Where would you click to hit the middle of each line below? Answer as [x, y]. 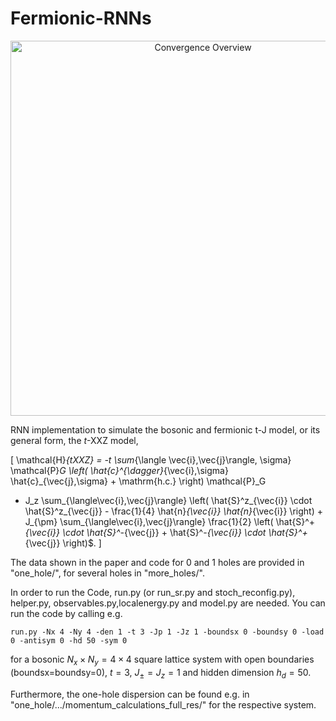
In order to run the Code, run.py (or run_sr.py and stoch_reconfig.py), [153, 592]
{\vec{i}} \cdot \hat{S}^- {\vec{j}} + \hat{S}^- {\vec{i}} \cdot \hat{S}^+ [166, 532]
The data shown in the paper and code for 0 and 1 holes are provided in [157, 562]
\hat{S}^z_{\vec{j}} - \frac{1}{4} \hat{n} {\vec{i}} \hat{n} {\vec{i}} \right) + [173, 511]
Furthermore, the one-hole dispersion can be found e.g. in [130, 694]
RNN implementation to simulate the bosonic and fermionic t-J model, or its [165, 429]
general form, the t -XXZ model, [74, 440]
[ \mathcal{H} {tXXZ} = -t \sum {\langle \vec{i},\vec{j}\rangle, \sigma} [151, 459]
